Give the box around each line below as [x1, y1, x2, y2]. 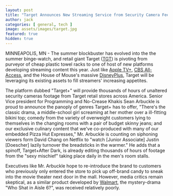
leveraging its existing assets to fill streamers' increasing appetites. [5, 77, 148, 84]
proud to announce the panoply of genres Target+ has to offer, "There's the [5, 104, 166, 110]
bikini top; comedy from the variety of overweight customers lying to [5, 114, 151, 121]
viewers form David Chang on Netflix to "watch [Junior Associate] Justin [5, 136, 160, 143]
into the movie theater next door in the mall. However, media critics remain [5, 173, 163, 180]
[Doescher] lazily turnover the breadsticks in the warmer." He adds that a [5, 142, 161, 148]
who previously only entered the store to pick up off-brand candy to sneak [5, 168, 164, 174]
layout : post [5, 7, 33, 13]
